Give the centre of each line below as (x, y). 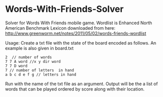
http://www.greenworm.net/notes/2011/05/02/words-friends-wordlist (76, 33)
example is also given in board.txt (39, 48)
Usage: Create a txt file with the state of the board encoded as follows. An (81, 43)
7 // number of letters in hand (40, 70)
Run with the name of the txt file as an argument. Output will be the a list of (81, 84)
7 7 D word (16, 66)
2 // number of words (28, 57)
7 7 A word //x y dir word (33, 61)
